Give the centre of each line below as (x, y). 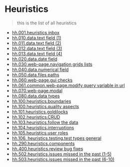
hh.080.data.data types (36, 96)
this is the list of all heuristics (47, 23)
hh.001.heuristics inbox (36, 32)
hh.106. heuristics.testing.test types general (57, 138)
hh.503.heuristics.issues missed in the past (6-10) (63, 159)
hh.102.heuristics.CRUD (36, 117)
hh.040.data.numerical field (40, 69)
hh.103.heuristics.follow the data (45, 122)
